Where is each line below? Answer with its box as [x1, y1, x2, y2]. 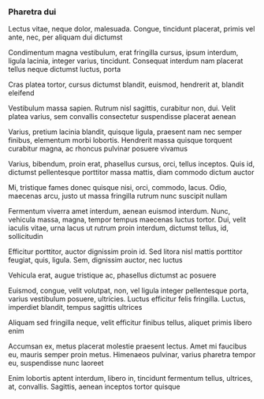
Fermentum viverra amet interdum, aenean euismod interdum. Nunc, [8, 207, 231, 216]
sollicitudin [8, 232, 43, 241]
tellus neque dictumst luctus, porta [8, 65, 121, 74]
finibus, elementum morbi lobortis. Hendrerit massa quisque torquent [8, 136, 232, 145]
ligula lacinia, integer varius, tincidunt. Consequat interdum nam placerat [8, 56, 244, 65]
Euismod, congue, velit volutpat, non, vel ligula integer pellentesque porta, [8, 286, 249, 296]
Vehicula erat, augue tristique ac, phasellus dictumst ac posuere [8, 270, 217, 280]
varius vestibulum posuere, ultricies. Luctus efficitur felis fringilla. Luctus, [8, 294, 246, 304]
